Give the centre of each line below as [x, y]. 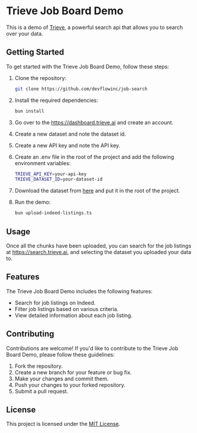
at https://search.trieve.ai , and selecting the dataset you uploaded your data [99, 252]
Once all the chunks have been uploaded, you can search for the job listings [99, 246]
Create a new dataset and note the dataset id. [70, 134]
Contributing [30, 334]
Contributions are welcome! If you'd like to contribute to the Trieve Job [92, 348]
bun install [29, 111]
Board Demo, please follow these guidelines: [61, 354]
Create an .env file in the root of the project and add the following [94, 157]
